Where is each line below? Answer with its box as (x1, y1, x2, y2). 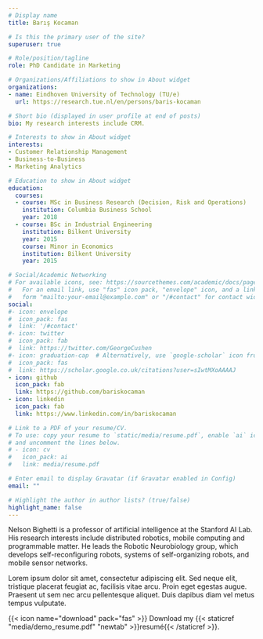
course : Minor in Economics (22, 243, 113, 250)
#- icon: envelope (8, 308, 68, 316)
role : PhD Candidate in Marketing (8, 62, 121, 70)
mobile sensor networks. (8, 558, 88, 568)
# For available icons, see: (8, 279, 103, 287)
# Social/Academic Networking (8, 272, 107, 279)
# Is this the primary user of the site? (8, 33, 146, 41)
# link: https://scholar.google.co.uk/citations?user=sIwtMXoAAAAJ (8, 366, 236, 374)
